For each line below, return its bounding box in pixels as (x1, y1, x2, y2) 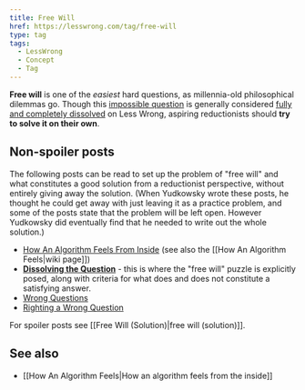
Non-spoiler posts (9, 145, 116, 160)
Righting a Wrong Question (22, 302, 125, 313)
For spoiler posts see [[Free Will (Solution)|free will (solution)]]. (9, 319, 246, 330)
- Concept (17, 55, 55, 65)
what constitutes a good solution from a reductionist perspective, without (9, 178, 285, 189)
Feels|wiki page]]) (22, 254, 91, 265)
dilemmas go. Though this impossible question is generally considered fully (9, 98, 293, 109)
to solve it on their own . (9, 117, 100, 128)
